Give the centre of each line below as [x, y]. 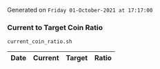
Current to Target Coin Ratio [55, 27]
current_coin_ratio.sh [40, 42]
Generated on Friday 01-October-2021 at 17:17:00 [80, 10]
